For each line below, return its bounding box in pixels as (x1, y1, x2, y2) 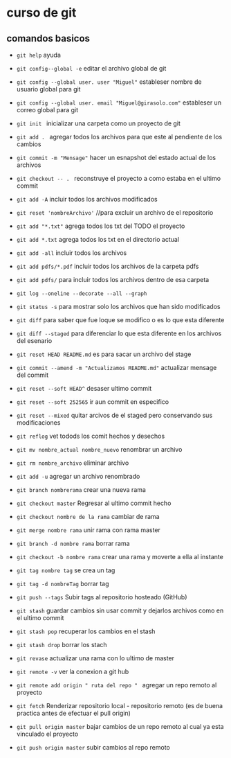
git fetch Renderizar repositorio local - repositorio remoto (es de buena (16, 702, 223, 709)
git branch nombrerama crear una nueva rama (16, 486, 147, 493)
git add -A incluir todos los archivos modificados (16, 195, 158, 203)
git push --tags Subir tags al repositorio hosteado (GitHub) (16, 593, 187, 601)
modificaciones (16, 418, 61, 427)
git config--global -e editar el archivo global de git (16, 64, 167, 72)
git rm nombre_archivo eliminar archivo (16, 459, 129, 467)
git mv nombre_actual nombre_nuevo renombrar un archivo (16, 446, 183, 453)
